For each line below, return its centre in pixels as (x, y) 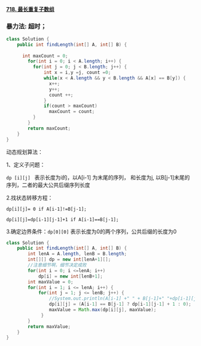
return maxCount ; (49, 128)
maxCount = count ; (72, 112)
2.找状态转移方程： (30, 198)
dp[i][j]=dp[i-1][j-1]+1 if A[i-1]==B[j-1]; (63, 219)
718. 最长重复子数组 (31, 9)
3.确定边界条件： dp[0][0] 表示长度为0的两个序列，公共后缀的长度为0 (92, 231)
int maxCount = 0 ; (45, 56)
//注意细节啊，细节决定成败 (57, 265)
